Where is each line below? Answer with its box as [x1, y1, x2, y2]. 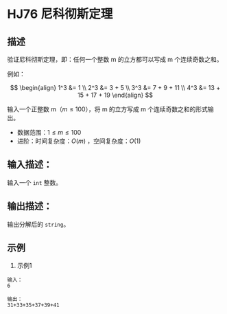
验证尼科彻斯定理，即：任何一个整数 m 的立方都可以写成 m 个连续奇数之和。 [7, 56, 223, 63]
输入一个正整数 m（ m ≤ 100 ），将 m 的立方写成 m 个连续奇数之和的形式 [7, 105, 208, 113]
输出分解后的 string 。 [7, 220, 70, 228]
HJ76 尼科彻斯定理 [7, 6, 113, 22]
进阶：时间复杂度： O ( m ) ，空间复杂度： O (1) [16, 137, 141, 145]
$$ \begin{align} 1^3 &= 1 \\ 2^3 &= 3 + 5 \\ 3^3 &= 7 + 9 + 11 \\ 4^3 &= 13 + [10, 84, 221, 91]
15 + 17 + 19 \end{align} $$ [77, 91, 153, 99]
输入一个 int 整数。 [7, 178, 62, 186]
